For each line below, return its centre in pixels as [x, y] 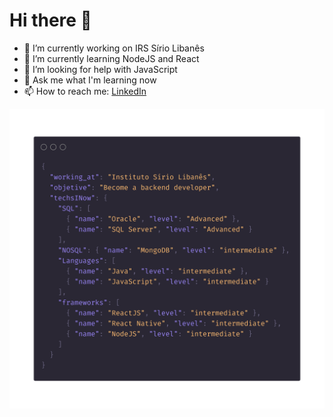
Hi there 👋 [50, 20]
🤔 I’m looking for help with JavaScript [100, 69]
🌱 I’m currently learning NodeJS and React [111, 58]
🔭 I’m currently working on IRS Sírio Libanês [114, 48]
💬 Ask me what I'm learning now [90, 80]
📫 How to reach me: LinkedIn [85, 91]
